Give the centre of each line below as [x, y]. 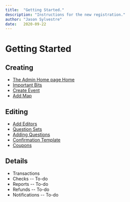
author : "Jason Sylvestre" [34, 19]
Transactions [26, 173]
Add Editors [25, 124]
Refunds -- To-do [31, 189]
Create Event [26, 90]
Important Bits [27, 85]
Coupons [22, 145]
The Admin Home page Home [44, 80]
